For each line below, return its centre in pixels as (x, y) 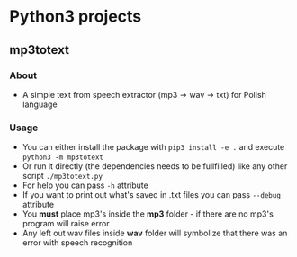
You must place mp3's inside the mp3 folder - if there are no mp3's (148, 214)
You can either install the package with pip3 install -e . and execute (153, 147)
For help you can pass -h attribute (85, 185)
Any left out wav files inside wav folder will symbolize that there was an (155, 233)
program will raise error (66, 224)
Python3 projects (76, 17)
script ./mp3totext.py (63, 176)
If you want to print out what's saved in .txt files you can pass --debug (152, 195)
